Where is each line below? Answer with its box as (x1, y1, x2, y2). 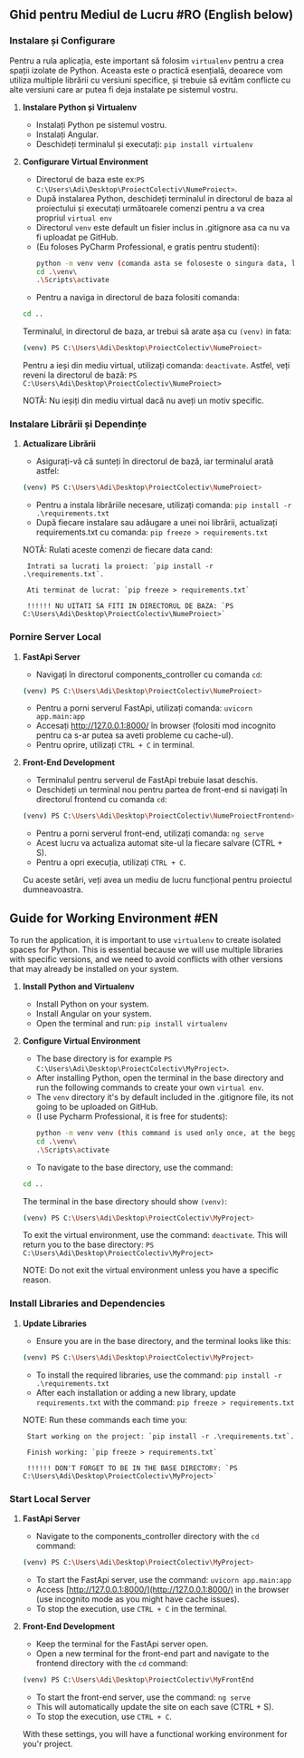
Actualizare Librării (22, 438, 97, 449)
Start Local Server (9, 1492, 91, 1505)
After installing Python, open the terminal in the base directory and (35, 1073, 284, 1084)
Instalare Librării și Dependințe (9, 417, 147, 430)
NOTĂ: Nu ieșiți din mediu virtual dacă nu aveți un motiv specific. (22, 395, 264, 407)
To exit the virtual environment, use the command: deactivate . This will (22, 1230, 288, 1241)
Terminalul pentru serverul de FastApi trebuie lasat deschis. (35, 775, 259, 786)
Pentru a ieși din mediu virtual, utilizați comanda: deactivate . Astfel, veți (22, 360, 290, 371)
